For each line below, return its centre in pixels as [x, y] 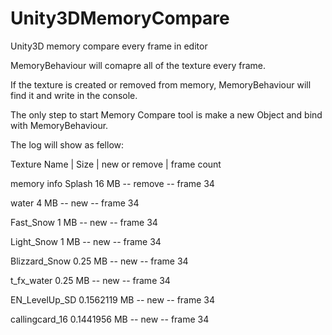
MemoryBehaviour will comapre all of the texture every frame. [138, 65]
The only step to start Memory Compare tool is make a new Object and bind [166, 114]
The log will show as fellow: [67, 144]
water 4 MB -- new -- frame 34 [75, 203]
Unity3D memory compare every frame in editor [109, 46]
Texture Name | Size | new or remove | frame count [116, 164]
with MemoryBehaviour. [59, 125]
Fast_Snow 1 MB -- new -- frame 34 [84, 222]
